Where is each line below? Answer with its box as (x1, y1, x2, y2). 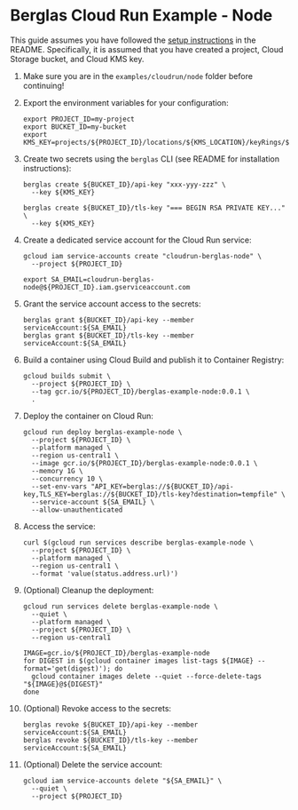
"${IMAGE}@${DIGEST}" (22, 679, 103, 688)
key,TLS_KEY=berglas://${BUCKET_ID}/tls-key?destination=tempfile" (22, 489, 278, 498)
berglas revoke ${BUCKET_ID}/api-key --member (22, 720, 199, 729)
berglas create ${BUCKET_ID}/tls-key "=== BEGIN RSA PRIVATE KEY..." (22, 203, 286, 212)
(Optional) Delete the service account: (22, 758, 163, 769)
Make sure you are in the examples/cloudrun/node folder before (22, 70, 254, 81)
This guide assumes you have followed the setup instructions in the (10, 35, 256, 45)
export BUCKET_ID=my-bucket (22, 122, 127, 131)
